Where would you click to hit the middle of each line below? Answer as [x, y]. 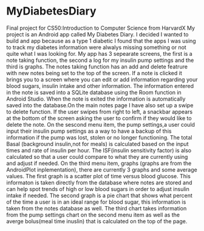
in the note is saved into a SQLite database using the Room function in [94, 92]
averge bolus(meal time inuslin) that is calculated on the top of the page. [97, 221]
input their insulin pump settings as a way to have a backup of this [89, 131]
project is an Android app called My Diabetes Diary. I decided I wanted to [98, 34]
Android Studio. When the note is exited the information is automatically [96, 99]
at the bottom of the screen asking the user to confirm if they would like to [99, 118]
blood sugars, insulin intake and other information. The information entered [100, 85]
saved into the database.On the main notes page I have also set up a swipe [100, 105]
